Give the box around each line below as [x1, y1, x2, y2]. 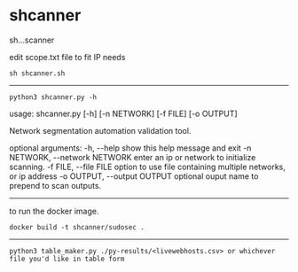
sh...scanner [9, 35, 55, 45]
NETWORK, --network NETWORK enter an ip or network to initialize [9, 152, 256, 162]
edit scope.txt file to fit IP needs [9, 51, 126, 62]
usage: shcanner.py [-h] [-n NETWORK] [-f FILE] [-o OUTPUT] [9, 108, 238, 119]
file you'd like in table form [9, 254, 125, 263]
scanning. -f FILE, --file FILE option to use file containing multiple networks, [9, 161, 286, 172]
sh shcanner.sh [9, 68, 66, 78]
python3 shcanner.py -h [9, 92, 98, 102]
